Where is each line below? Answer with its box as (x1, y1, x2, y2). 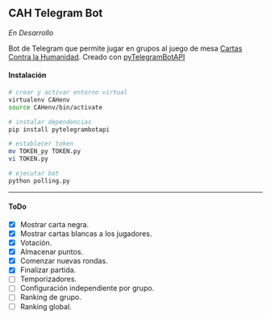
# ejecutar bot (8, 169, 60, 178)
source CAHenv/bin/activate (8, 103, 103, 111)
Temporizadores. (19, 274, 77, 284)
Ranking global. (19, 301, 73, 311)
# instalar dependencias (8, 118, 92, 126)
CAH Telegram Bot (8, 6, 103, 20)
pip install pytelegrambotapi (8, 125, 110, 134)
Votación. (19, 238, 52, 248)
